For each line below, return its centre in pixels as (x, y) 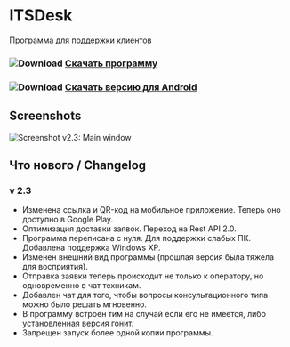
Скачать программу (112, 63)
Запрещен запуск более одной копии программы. (117, 333)
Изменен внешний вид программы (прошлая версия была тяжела (148, 257)
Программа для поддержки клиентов (81, 40)
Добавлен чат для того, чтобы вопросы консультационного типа (145, 295)
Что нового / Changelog (78, 165)
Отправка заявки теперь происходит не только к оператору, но (143, 276)
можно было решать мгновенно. (84, 304)
